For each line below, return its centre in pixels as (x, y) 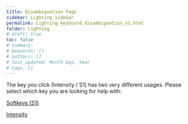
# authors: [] (24, 57)
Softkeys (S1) (23, 103)
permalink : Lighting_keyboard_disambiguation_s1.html (75, 23)
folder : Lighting (28, 29)
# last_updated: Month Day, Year (48, 62)
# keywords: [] (25, 51)
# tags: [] (20, 68)
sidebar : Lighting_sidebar (40, 17)
